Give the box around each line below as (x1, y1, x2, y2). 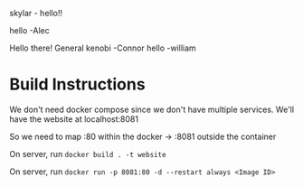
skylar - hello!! (9, 8, 63, 18)
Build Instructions (9, 74, 147, 95)
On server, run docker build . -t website (9, 148, 166, 159)
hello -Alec (9, 25, 50, 35)
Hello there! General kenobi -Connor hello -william (9, 42, 196, 53)
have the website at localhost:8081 (9, 113, 138, 125)
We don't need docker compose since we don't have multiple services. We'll (9, 104, 295, 115)
